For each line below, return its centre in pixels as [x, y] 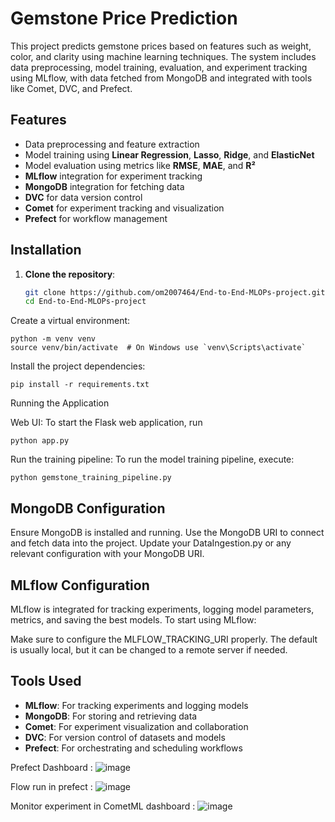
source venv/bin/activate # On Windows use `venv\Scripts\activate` [158, 348]
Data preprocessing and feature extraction [112, 144]
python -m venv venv [53, 339]
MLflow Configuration [80, 585]
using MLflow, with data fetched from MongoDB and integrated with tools [161, 78]
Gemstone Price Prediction [124, 18]
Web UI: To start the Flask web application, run [106, 423]
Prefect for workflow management [96, 218]
